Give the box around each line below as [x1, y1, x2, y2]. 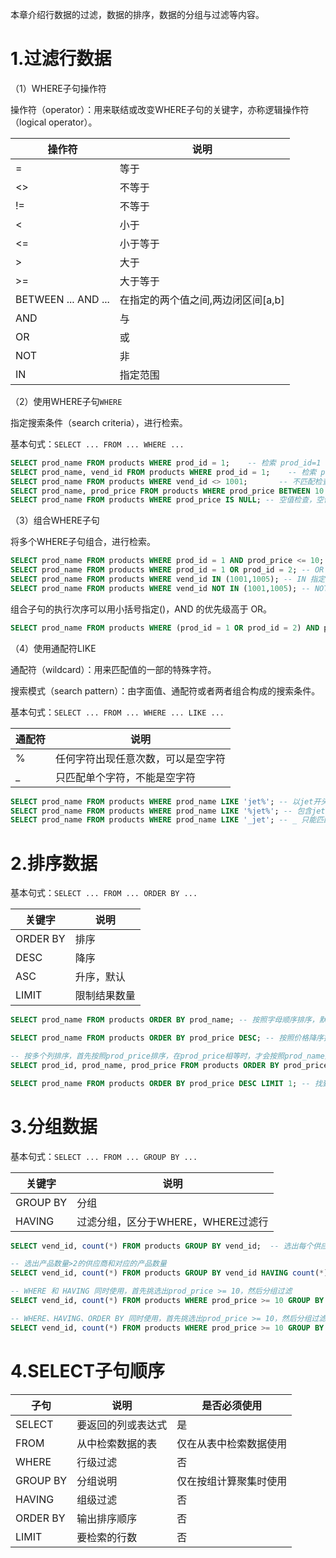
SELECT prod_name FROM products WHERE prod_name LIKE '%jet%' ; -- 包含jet [10, 806, 326, 816]
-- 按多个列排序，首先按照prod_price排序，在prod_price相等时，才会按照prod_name [10, 1051, 325, 1061]
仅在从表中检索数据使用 [176, 1436, 288, 1450]
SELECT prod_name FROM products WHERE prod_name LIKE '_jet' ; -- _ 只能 [10, 815, 317, 825]
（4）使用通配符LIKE [10, 642, 97, 654]
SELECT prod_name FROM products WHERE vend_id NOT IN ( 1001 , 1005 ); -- [10, 583, 311, 593]
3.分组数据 [10, 1115, 98, 1138]
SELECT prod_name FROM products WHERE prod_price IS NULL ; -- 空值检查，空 [10, 495, 324, 505]
